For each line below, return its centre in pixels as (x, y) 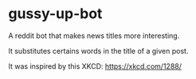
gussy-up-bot (55, 14)
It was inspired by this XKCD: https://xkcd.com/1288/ (95, 66)
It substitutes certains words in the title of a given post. (98, 51)
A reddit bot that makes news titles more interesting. (94, 36)
